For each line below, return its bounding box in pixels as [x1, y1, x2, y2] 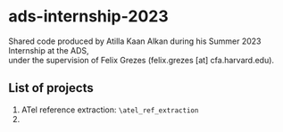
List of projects [8, 80, 95, 95]
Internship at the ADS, [8, 45, 90, 55]
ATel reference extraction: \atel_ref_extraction [21, 104, 199, 115]
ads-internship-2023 [8, 6, 169, 27]
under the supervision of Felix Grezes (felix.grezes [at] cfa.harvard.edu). [8, 54, 274, 65]
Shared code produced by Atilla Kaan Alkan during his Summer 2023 [8, 36, 262, 46]
